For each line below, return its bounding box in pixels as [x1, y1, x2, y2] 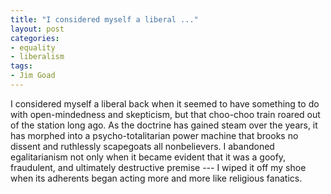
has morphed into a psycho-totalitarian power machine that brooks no [10, 129, 299, 141]
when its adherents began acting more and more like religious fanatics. [10, 172, 303, 184]
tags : [10, 61, 33, 71]
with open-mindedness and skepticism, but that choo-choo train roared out [10, 108, 321, 120]
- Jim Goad [10, 71, 56, 81]
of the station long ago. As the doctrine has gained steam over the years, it [10, 119, 318, 131]
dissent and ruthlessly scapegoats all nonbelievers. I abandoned [10, 140, 275, 152]
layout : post [10, 24, 65, 34]
